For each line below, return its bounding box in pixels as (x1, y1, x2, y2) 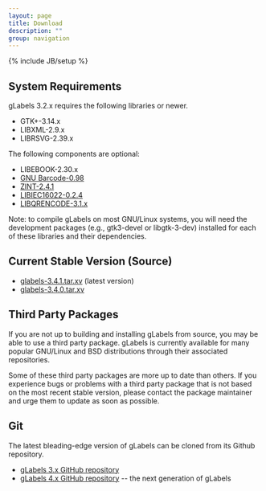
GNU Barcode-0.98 (19, 174, 84, 183)
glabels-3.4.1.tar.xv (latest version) (19, 276, 134, 285)
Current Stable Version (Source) (8, 255, 173, 268)
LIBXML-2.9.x (19, 125, 66, 135)
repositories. (8, 354, 51, 364)
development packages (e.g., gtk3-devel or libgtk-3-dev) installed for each (8, 223, 256, 233)
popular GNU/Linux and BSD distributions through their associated (8, 346, 228, 356)
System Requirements (8, 80, 122, 93)
